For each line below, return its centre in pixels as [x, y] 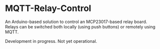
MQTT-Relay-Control [48, 8]
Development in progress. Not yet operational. [51, 41]
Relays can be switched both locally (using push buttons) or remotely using [80, 26]
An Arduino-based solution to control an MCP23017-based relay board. [76, 22]
